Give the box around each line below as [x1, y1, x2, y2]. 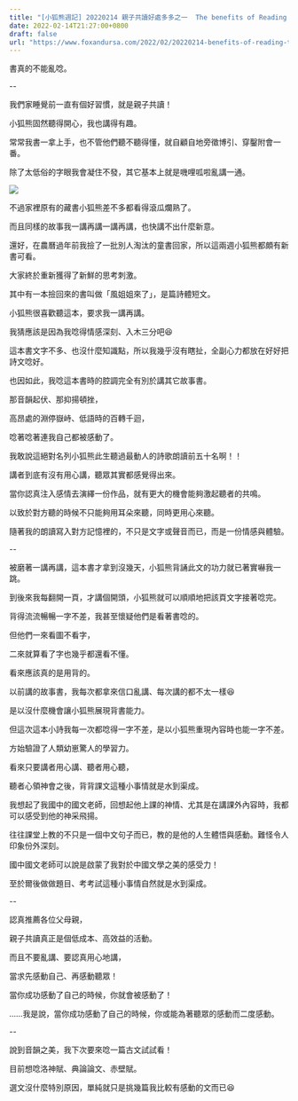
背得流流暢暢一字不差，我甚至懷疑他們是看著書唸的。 [9, 611, 204, 622]
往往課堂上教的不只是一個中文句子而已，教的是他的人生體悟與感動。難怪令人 [9, 830, 289, 840]
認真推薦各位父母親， [9, 915, 87, 925]
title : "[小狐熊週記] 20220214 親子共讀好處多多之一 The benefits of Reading [9, 12, 287, 22]
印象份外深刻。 [9, 840, 64, 852]
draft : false [9, 29, 58, 38]
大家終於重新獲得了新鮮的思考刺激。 [9, 270, 142, 280]
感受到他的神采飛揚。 [24, 811, 103, 822]
